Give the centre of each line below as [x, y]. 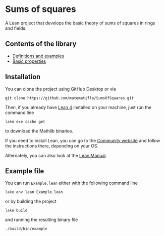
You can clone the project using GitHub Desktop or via [61, 89]
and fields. [16, 28]
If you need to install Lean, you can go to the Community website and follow [82, 140]
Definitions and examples [38, 56]
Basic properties [29, 61]
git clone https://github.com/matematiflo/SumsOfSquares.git [70, 98]
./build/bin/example [27, 229]
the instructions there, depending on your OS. [52, 146]
